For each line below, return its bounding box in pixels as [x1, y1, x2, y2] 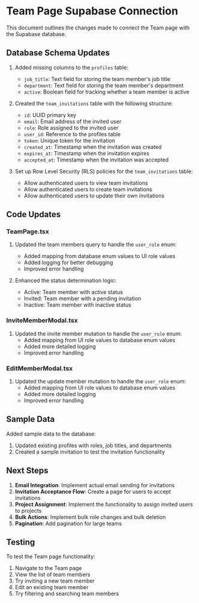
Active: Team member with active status [23, 289, 123, 296]
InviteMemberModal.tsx [6, 316, 78, 325]
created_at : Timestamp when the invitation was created [23, 143, 162, 151]
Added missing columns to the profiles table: [14, 64, 129, 71]
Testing [6, 537, 35, 547]
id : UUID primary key [23, 111, 77, 118]
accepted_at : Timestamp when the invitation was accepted [23, 156, 169, 163]
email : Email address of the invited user [23, 118, 122, 125]
